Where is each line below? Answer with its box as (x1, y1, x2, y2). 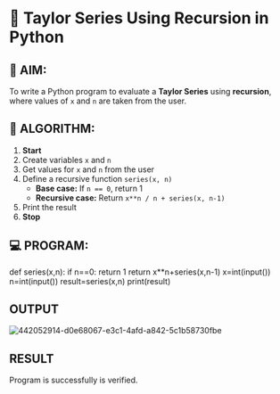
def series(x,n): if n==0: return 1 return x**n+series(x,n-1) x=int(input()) (9, 267, 271, 277)
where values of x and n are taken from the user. (9, 95, 187, 106)
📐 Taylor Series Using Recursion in (9, 8, 269, 29)
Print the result (21, 201, 78, 212)
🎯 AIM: (9, 62, 47, 78)
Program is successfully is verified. (9, 374, 138, 386)
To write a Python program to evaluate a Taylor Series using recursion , (9, 86, 272, 96)
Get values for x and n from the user (21, 164, 154, 175)
